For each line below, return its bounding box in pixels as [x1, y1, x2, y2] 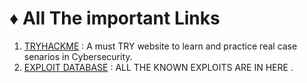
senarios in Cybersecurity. [23, 50, 133, 62]
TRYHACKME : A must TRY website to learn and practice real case [23, 40, 298, 52]
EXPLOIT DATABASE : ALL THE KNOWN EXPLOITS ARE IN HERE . [23, 61, 294, 73]
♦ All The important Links [9, 7, 221, 30]
